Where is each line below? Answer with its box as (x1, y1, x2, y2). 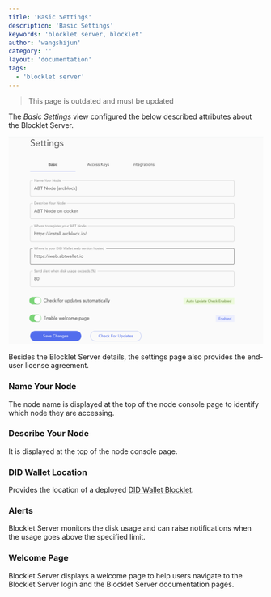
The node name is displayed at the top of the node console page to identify (8, 399, 260, 409)
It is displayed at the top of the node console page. (8, 446, 178, 456)
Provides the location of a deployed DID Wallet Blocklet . (8, 485, 194, 495)
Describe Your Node (8, 428, 89, 439)
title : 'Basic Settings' (8, 13, 92, 21)
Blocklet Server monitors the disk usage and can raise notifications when (8, 523, 252, 533)
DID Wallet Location (8, 466, 87, 477)
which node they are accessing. (8, 408, 115, 417)
